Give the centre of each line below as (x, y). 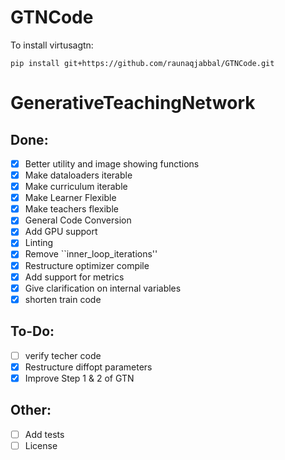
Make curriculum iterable (76, 187)
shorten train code (63, 299)
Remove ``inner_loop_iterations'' (91, 254)
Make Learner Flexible (70, 198)
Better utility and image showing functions (112, 163)
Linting (39, 243)
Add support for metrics (74, 277)
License (41, 445)
